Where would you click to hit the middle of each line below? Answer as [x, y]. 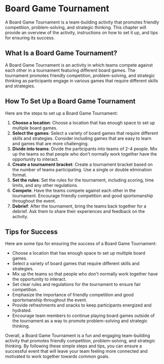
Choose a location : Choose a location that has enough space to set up [83, 123]
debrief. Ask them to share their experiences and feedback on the [79, 211]
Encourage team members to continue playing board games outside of [83, 316]
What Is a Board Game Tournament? [61, 53]
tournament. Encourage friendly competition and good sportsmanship [82, 195]
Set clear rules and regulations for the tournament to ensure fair [76, 285]
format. [20, 175]
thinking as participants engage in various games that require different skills [82, 80]
